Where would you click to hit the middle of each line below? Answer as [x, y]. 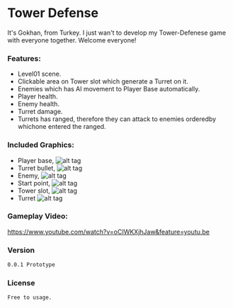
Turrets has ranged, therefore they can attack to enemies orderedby [117, 119]
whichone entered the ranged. [62, 127]
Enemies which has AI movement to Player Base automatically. [109, 89]
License [21, 283]
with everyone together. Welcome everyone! [72, 40]
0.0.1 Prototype [31, 265]
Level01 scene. [39, 74]
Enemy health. [39, 104]
